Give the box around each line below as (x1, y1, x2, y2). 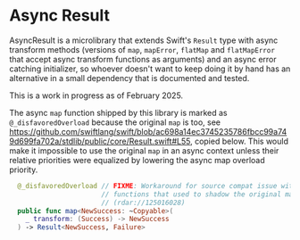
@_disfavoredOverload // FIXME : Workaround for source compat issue (17, 181, 278, 190)
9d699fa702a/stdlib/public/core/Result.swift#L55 (9, 136, 191, 146)
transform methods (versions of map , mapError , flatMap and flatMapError (9, 44, 275, 54)
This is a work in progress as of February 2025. (9, 90, 184, 101)
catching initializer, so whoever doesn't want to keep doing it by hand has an (9, 63, 291, 74)
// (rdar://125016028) (101, 198, 186, 207)
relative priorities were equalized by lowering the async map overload (9, 154, 265, 165)
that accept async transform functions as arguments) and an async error (9, 54, 277, 64)
